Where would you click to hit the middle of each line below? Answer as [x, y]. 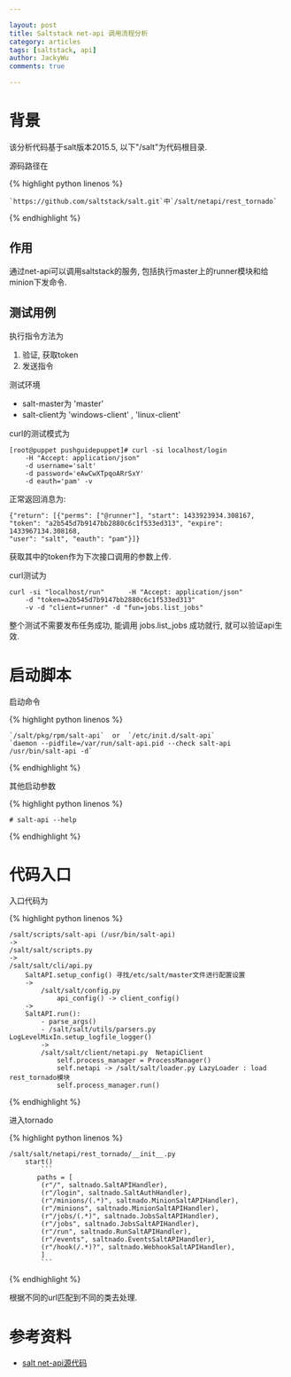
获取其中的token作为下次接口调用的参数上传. [90, 556]
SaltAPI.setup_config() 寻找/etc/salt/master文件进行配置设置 [135, 975]
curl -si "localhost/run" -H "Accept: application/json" [126, 592]
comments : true [37, 67]
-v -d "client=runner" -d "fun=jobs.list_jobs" [114, 607]
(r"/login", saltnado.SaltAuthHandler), [116, 1193]
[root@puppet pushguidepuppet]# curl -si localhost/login [118, 450]
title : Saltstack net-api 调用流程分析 [79, 33]
